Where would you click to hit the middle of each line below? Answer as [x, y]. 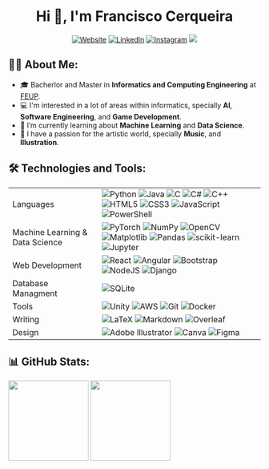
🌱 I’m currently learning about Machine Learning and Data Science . [132, 125]
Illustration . [39, 142]
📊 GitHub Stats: [49, 361]
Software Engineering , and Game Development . [100, 116]
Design [26, 332]
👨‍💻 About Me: [43, 65]
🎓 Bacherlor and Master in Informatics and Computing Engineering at [138, 84]
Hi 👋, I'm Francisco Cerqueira [134, 16]
